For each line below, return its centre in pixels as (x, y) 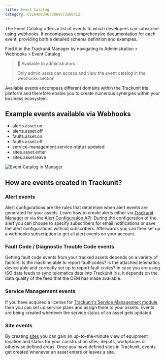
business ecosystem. (27, 98)
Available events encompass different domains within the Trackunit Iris (77, 88)
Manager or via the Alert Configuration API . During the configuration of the (81, 218)
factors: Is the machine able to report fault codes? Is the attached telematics (82, 262)
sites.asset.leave (29, 157)
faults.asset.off (27, 142)
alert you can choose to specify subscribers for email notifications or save (81, 223)
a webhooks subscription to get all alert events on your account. (70, 234)
